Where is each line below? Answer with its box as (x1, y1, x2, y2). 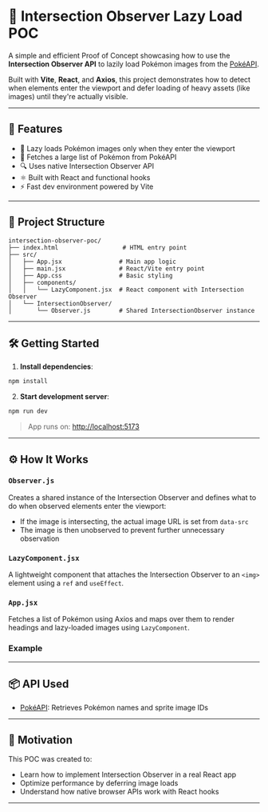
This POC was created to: (8, 754, 93, 764)
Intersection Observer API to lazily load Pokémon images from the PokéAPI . (8, 59, 259, 69)
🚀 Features (8, 122, 63, 136)
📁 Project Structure (8, 215, 105, 229)
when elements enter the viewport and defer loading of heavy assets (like (8, 83, 250, 93)
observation (19, 534, 60, 543)
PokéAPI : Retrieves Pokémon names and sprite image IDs (19, 702, 209, 712)
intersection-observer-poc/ (8, 236, 102, 245)
